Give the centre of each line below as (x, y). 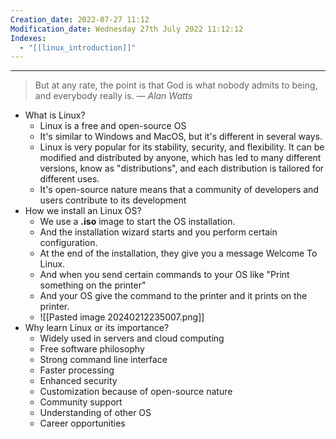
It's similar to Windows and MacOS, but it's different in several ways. (181, 137)
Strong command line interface (103, 360)
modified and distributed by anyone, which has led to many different (180, 158)
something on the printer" (93, 285)
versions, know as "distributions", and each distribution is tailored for (182, 168)
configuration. (68, 243)
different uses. (69, 179)
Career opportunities (82, 423)
